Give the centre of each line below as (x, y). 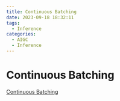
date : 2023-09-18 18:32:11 (40, 17)
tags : (13, 23)
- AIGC (20, 40)
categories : (21, 34)
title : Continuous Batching (42, 12)
